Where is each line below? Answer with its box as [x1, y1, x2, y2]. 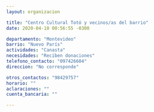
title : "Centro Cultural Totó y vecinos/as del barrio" [6, 19, 149, 26]
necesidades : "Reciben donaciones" [6, 53, 95, 59]
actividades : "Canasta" [6, 47, 66, 53]
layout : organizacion [6, 8, 61, 15]
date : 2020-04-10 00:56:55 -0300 [6, 25, 90, 31]
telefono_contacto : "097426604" [6, 58, 87, 64]
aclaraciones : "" [6, 86, 50, 92]
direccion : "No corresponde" [6, 63, 79, 69]
